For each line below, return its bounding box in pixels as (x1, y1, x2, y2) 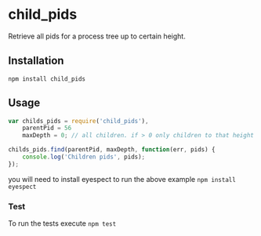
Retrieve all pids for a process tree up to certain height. (8, 31, 186, 41)
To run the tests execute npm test (8, 219, 117, 228)
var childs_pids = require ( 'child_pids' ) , (8, 117, 149, 125)
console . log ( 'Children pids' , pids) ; (22, 153, 146, 162)
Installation (8, 54, 64, 67)
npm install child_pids (8, 74, 86, 83)
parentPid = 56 (22, 124, 72, 133)
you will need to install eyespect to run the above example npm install (8, 174, 237, 183)
